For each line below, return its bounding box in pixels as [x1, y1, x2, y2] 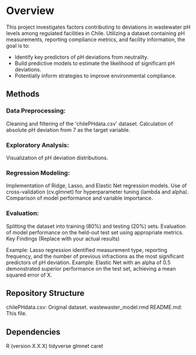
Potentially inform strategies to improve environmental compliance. [14, 72, 177, 79]
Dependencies [6, 327, 60, 337]
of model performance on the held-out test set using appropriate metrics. [6, 228, 184, 235]
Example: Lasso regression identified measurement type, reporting [6, 246, 167, 253]
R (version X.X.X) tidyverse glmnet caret [6, 343, 104, 350]
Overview [6, 4, 55, 18]
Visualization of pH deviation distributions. [6, 154, 109, 161]
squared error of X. [6, 271, 53, 278]
